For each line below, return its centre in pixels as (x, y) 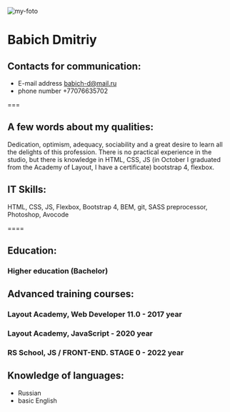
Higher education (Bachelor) (58, 271)
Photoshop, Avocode (38, 214)
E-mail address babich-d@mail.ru (67, 83)
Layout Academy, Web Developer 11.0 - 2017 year (95, 314)
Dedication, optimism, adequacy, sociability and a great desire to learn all (115, 144)
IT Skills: (27, 190)
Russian (29, 393)
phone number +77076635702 (63, 91)
